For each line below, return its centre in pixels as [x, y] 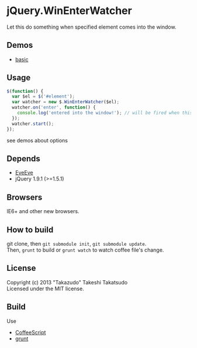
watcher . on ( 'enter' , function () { [54, 107]
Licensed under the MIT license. [45, 288]
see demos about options [37, 140]
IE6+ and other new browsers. [43, 211]
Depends [23, 159]
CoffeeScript [30, 332]
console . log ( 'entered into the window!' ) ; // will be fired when [98, 113]
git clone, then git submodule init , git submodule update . [77, 244]
